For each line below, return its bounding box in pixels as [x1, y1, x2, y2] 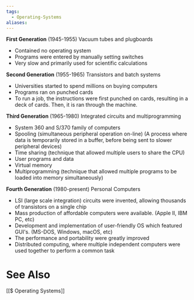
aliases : [6, 19, 28, 25]
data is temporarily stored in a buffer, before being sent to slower [14, 137, 172, 144]
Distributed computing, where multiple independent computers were [14, 241, 180, 248]
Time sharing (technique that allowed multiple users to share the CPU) [14, 149, 185, 156]
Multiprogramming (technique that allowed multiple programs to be [14, 168, 178, 175]
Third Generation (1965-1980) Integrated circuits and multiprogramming [6, 113, 181, 120]
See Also [6, 268, 51, 281]
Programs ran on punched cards [14, 89, 93, 96]
